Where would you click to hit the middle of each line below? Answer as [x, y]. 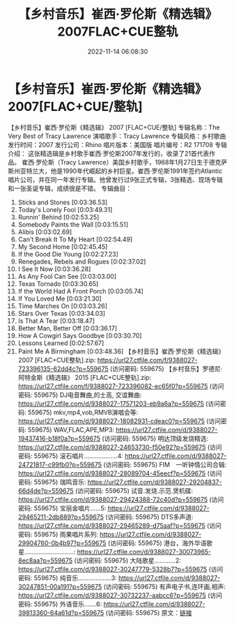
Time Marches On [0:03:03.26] [62, 306]
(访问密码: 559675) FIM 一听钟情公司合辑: [165, 464]
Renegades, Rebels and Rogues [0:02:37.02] [82, 261]
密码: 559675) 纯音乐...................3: [67, 578]
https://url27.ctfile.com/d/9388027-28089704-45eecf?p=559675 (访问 [120, 473]
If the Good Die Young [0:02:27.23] [68, 254]
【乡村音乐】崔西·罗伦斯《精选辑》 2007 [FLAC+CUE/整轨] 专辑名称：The [114, 127]
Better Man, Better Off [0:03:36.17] [68, 328]
